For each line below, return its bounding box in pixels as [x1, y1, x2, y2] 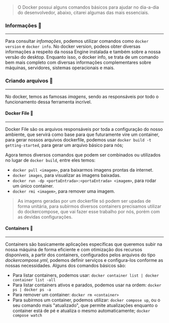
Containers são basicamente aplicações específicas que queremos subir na [5, 241, 162, 247]
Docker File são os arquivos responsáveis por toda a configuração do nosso [5, 126, 163, 132]
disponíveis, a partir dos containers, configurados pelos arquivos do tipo [5, 252, 156, 258]
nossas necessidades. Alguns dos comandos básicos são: [5, 263, 126, 268]
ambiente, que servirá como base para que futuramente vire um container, [5, 131, 160, 137]
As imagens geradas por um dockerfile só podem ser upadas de [17, 198, 151, 204]
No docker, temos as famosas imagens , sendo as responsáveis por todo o [5, 93, 159, 99]
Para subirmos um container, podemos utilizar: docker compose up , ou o [12, 297, 160, 303]
